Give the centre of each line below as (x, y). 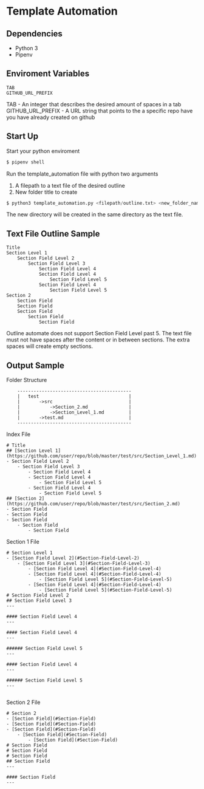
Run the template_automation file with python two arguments (82, 174)
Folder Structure (27, 380)
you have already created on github (51, 117)
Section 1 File (23, 541)
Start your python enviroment (43, 151)
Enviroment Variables (48, 74)
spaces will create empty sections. (50, 346)
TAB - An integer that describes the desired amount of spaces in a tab (94, 104)
